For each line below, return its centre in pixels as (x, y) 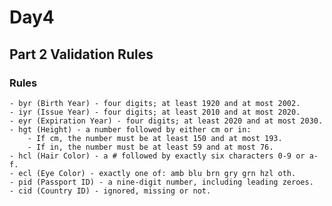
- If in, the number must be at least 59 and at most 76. (150, 147)
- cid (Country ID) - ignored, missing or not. (110, 191)
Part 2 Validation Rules (81, 54)
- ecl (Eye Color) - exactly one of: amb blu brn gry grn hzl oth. (153, 173)
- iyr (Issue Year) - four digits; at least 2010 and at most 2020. (155, 112)
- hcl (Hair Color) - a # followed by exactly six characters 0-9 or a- (164, 156)
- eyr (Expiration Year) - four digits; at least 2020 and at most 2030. (166, 121)
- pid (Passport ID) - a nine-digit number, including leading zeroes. (161, 182)
